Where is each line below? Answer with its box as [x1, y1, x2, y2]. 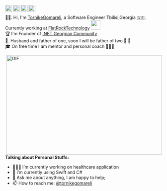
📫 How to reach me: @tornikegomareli [12, 180, 92, 186]
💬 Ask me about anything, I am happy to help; [12, 175, 106, 181]
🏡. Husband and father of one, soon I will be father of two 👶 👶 [5, 38, 131, 44]
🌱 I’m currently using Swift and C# [12, 169, 83, 175]
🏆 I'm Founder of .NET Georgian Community [5, 31, 97, 36]
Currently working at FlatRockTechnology [5, 25, 90, 31]
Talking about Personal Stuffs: [5, 154, 69, 160]
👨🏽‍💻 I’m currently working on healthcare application [12, 164, 119, 170]
